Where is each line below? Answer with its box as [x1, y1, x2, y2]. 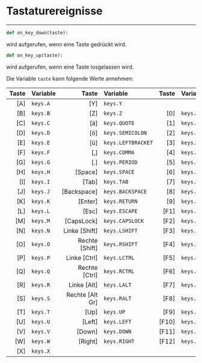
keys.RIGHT [103, 338, 135, 344]
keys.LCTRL [103, 254, 135, 261]
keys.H [31, 169, 50, 175]
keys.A [31, 100, 50, 107]
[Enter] [78, 197, 98, 205]
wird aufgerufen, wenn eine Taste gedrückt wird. [6, 40, 127, 48]
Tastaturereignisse [6, 4, 103, 18]
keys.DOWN [103, 328, 132, 335]
